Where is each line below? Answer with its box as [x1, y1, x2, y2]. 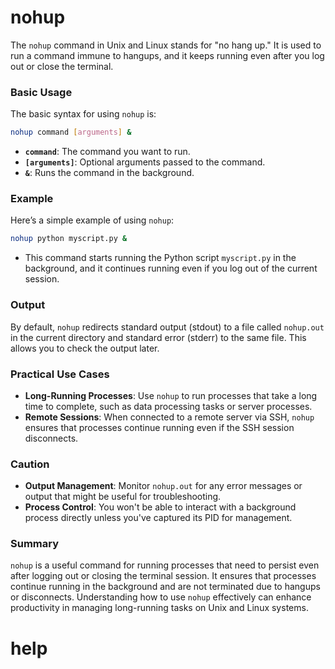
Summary [10, 537, 60, 551]
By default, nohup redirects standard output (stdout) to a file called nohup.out [10, 321, 325, 333]
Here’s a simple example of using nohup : [10, 214, 175, 226]
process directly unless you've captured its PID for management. [24, 512, 293, 524]
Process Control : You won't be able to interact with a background [24, 501, 297, 513]
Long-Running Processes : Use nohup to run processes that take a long [24, 389, 318, 401]
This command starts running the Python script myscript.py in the [24, 252, 297, 264]
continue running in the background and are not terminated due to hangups [10, 581, 321, 593]
